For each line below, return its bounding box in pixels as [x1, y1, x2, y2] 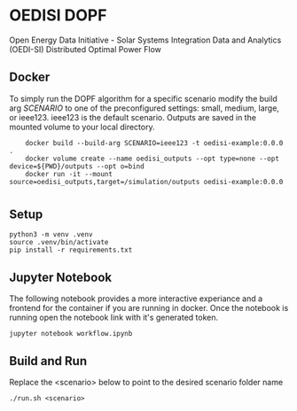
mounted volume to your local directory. [9, 121, 155, 132]
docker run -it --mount [25, 169, 113, 178]
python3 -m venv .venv [9, 230, 93, 239]
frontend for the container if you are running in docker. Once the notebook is [9, 303, 289, 314]
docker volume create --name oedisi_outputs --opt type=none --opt [25, 154, 279, 163]
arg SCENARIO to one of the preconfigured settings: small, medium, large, [9, 103, 279, 113]
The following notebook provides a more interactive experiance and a [9, 293, 263, 304]
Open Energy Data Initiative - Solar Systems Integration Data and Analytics [9, 35, 282, 45]
